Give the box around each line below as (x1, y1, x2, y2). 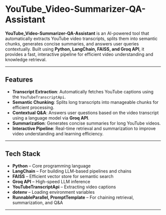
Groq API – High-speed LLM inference (12, 178, 90, 184)
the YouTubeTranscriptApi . (12, 94, 66, 100)
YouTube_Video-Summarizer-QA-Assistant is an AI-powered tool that (5, 30, 149, 36)
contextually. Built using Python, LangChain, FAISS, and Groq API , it (5, 46, 145, 52)
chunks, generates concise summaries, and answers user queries (5, 41, 139, 46)
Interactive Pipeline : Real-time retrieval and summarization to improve (12, 125, 156, 131)
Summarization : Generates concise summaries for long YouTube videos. (12, 120, 161, 126)
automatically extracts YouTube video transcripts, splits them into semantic (5, 36, 158, 42)
